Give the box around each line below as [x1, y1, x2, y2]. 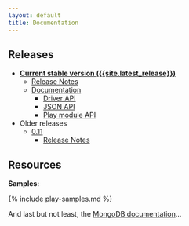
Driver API [42, 93, 76, 103]
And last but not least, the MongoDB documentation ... [8, 210, 182, 219]
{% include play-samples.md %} [8, 194, 113, 204]
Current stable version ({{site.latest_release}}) [19, 68, 176, 78]
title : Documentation [8, 19, 79, 27]
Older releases [19, 118, 67, 128]
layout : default [8, 11, 61, 20]
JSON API [42, 102, 75, 111]
